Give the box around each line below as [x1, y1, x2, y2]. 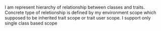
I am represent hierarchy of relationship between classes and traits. [5, 4, 145, 10]
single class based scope [5, 20, 58, 26]
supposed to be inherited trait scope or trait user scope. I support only [5, 15, 151, 20]
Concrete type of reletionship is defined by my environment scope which [5, 9, 156, 15]
